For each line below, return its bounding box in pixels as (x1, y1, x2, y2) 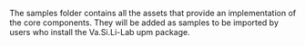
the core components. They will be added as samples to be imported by (9, 17, 280, 28)
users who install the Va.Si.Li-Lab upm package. (9, 27, 190, 37)
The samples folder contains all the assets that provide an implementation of (9, 8, 297, 18)
